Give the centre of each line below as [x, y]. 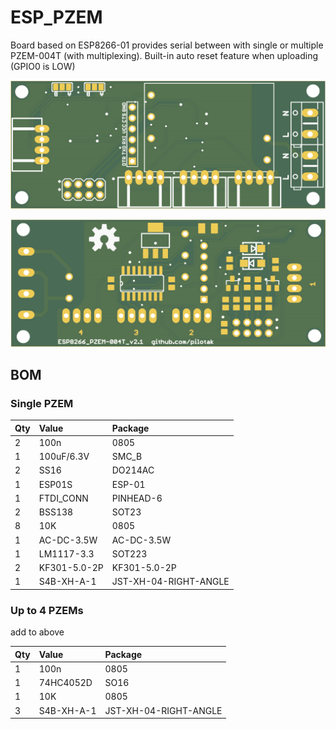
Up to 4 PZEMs [47, 610]
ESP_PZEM [56, 17]
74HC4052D [65, 683]
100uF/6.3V [64, 457]
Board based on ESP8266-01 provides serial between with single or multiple [167, 45]
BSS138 [56, 512]
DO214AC [133, 470]
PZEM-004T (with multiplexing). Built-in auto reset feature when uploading [164, 55]
